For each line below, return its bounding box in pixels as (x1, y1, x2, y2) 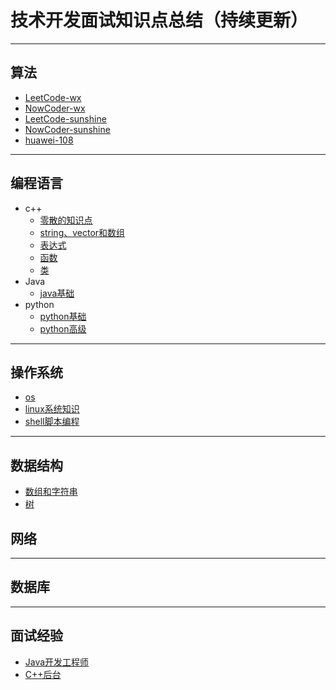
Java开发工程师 (24, 656, 90, 668)
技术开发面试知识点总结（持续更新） (10, 9, 309, 32)
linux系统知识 (24, 403, 80, 415)
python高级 (39, 322, 87, 335)
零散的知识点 (39, 214, 93, 226)
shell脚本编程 (24, 416, 80, 428)
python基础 (39, 310, 87, 322)
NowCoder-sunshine (24, 123, 111, 135)
